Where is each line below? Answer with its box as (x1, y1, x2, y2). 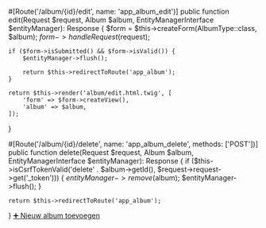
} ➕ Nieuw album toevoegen (8, 211, 101, 220)
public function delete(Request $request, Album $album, (8, 148, 194, 157)
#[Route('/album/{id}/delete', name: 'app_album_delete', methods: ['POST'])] (8, 139, 259, 149)
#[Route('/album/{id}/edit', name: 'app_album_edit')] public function (8, 7, 229, 16)
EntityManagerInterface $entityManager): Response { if (8, 157, 190, 165)
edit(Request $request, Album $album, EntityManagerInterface (8, 15, 214, 25)
